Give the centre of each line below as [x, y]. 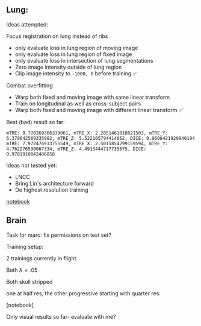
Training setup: [25, 246]
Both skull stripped [29, 281]
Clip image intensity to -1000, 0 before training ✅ [76, 73]
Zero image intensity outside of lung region [68, 67]
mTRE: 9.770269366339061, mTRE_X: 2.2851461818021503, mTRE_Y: [87, 133]
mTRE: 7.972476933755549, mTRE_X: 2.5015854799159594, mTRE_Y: [87, 143]
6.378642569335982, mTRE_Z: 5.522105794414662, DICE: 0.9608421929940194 [101, 138]
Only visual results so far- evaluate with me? [61, 316]
